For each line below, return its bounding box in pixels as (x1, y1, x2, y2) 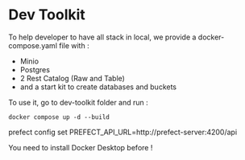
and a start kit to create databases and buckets (19, 82, 177, 92)
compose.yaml (8, 40, 58, 50)
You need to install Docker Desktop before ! (8, 142, 153, 152)
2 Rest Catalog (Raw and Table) (19, 73, 125, 83)
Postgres (19, 64, 51, 74)
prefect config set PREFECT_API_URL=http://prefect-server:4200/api (8, 127, 238, 137)
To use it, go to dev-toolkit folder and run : (8, 97, 149, 107)
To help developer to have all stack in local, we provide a (8, 32, 197, 42)
